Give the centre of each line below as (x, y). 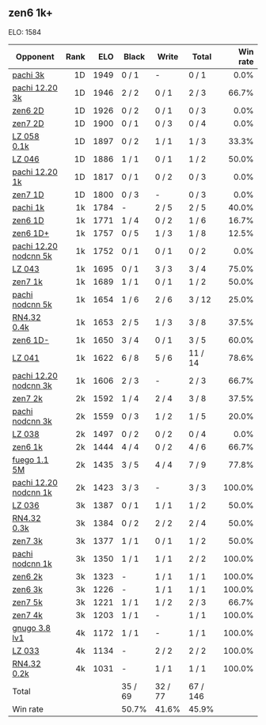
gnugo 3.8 (32, 628)
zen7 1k (28, 282)
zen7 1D (28, 195)
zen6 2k (28, 576)
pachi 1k (28, 207)
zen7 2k (28, 398)
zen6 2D (28, 110)
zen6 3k (28, 589)
